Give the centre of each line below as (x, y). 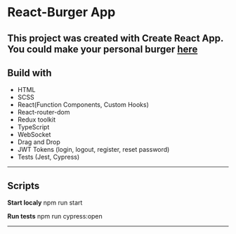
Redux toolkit (37, 119)
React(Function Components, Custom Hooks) (83, 105)
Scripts (24, 186)
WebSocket (34, 135)
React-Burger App (61, 12)
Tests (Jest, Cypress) (48, 157)
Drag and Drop (39, 142)
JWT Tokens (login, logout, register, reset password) (93, 150)
